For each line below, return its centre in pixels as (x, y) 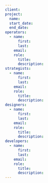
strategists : (18, 69)
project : (14, 14)
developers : (17, 141)
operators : (16, 32)
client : (13, 10)
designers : (16, 105)
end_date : (19, 28)
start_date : (21, 23)
